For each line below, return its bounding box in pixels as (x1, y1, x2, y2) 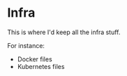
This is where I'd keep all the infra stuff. (7, 28, 121, 36)
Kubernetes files (17, 62, 65, 70)
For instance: (7, 41, 45, 50)
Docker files (17, 54, 52, 63)
